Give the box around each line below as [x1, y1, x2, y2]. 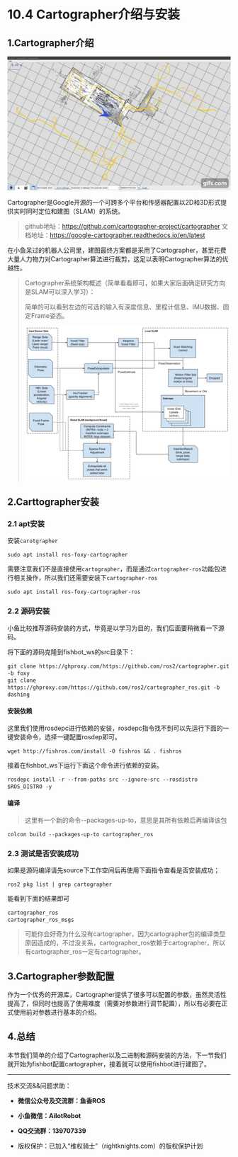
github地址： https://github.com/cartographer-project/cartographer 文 [24, 222, 229, 231]
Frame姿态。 [30, 312, 69, 320]
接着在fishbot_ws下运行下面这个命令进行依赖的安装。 [7, 760, 164, 769]
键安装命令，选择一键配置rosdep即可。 [7, 732, 122, 741]
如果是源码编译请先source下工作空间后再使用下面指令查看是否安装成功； [7, 866, 220, 874]
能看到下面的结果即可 [7, 894, 69, 903]
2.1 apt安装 [7, 518, 45, 528]
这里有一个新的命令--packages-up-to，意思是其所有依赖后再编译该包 [24, 816, 227, 824]
